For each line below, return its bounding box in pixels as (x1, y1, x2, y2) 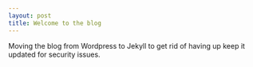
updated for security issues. (8, 49, 101, 59)
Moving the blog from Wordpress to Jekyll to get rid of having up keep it (8, 41, 246, 50)
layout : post (8, 11, 52, 20)
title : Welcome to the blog (8, 19, 102, 27)
